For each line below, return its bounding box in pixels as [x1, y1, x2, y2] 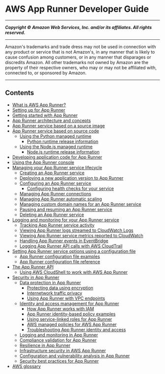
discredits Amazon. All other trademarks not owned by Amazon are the [5, 59, 149, 65]
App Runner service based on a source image [12, 123, 105, 128]
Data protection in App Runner [19, 280, 81, 285]
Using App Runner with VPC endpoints [27, 295, 106, 301]
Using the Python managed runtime [19, 133, 92, 139]
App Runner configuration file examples [19, 253, 100, 259]
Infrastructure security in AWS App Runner [19, 347, 106, 353]
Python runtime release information [27, 138, 99, 144]
